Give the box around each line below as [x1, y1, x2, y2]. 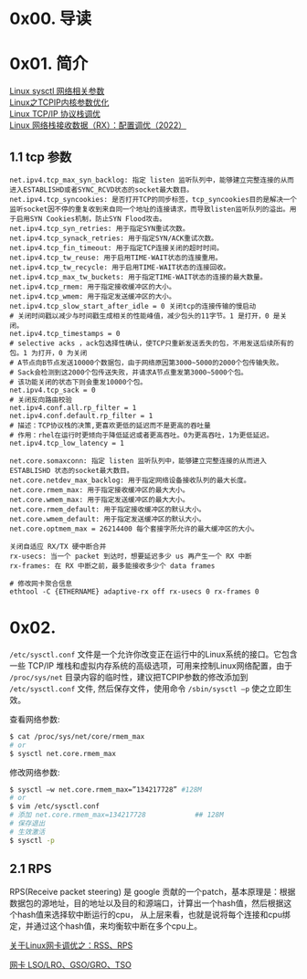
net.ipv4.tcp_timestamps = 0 [9, 329, 121, 338]
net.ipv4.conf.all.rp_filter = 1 [9, 403, 137, 412]
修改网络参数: [9, 766, 61, 777]
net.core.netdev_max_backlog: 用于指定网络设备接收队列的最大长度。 [9, 476, 251, 485]
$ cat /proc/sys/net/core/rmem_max [9, 732, 145, 741]
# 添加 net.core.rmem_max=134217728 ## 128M [9, 810, 224, 820]
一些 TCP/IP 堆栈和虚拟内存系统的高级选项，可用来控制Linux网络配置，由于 [9, 659, 292, 671]
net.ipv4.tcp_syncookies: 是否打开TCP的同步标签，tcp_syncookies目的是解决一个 [9, 195, 297, 204]
